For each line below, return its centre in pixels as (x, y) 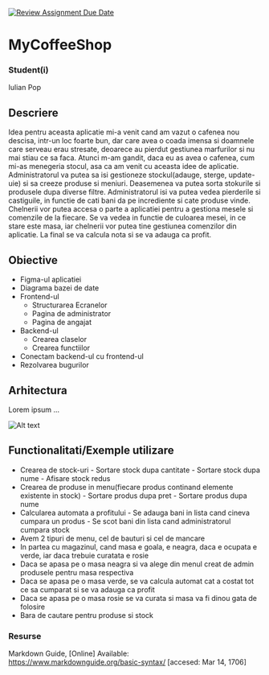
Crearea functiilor (61, 348)
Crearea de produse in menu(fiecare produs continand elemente (126, 487)
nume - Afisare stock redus (65, 478)
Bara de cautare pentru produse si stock (87, 615)
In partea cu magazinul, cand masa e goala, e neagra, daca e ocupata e (139, 546)
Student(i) (29, 70)
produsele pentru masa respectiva (77, 572)
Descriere (33, 113)
